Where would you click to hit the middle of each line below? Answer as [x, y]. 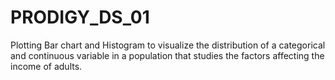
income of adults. [46, 66]
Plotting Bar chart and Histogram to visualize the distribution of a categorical [168, 45]
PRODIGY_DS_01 [80, 17]
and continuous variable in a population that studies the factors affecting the [167, 55]
